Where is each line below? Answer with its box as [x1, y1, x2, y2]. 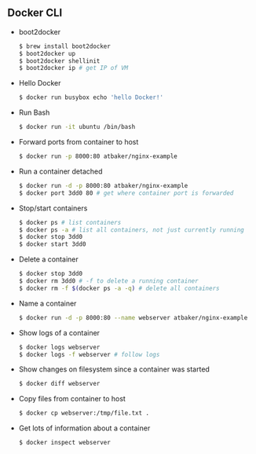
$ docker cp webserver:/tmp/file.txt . [18, 409, 150, 417]
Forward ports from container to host [18, 137, 139, 147]
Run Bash [18, 108, 50, 117]
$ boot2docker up [18, 49, 76, 57]
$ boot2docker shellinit [18, 57, 101, 65]
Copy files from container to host [18, 394, 126, 404]
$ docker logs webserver [18, 343, 101, 351]
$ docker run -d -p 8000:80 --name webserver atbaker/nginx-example [18, 313, 248, 321]
